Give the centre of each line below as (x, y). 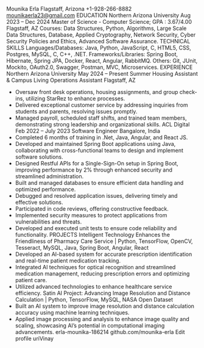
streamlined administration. (49, 176)
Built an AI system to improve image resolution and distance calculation (105, 306)
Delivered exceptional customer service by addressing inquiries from (101, 105)
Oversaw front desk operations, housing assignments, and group (97, 92)
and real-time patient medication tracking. (68, 261)
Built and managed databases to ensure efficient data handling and (99, 183)
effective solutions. (39, 202)
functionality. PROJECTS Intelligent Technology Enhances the (93, 235)
